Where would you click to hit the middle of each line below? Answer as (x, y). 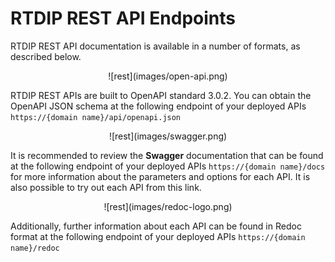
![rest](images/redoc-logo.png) (168, 206)
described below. (46, 56)
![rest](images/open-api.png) (168, 76)
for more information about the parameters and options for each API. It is (160, 176)
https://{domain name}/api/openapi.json (96, 117)
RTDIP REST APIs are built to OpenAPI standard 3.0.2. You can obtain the (161, 95)
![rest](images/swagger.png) (168, 136)
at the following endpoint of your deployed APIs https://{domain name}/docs (168, 166)
